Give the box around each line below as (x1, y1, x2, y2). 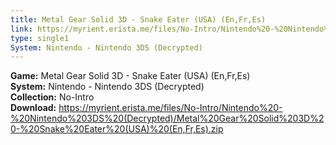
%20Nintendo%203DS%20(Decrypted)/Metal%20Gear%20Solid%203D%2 (10, 112, 325, 125)
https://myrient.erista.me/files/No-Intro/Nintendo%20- (58, 102, 283, 114)
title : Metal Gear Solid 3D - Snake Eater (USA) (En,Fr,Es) (10, 14, 267, 25)
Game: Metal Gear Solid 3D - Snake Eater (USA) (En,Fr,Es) (10, 70, 251, 82)
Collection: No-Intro (10, 91, 95, 103)
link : (10, 24, 33, 34)
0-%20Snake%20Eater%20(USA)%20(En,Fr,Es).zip (10, 123, 224, 135)
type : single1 (10, 33, 70, 43)
